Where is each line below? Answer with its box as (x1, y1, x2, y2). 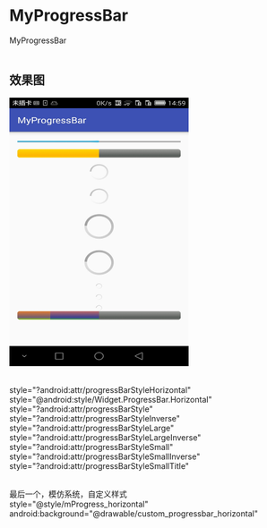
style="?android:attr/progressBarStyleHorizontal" (9, 384, 192, 395)
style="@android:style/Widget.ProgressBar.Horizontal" (9, 394, 212, 405)
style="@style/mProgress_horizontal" (9, 498, 149, 509)
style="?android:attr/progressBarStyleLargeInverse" (9, 431, 202, 443)
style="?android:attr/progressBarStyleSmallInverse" (9, 451, 201, 462)
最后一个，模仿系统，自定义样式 (9, 489, 127, 499)
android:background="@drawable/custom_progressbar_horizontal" (9, 507, 258, 519)
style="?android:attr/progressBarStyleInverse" (9, 413, 181, 423)
